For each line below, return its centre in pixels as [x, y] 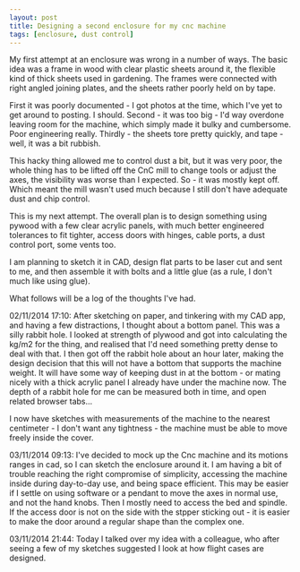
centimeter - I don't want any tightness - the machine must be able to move [149, 428]
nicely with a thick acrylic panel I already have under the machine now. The [148, 382]
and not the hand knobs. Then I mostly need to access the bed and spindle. [149, 503]
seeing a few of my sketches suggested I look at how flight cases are [137, 549]
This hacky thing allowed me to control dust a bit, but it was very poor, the [146, 161]
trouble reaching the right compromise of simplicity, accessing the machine [149, 474]
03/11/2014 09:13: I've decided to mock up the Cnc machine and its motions [149, 455]
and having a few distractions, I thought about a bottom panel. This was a [145, 325]
